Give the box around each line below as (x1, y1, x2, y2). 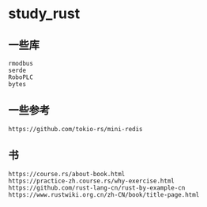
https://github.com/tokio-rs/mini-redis (8, 125, 144, 133)
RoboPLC (8, 73, 34, 81)
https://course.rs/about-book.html (8, 170, 126, 178)
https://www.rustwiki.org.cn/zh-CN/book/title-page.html (8, 190, 200, 198)
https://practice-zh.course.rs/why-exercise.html (8, 177, 175, 185)
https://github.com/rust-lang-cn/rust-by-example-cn (8, 183, 186, 192)
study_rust (8, 5, 81, 23)
